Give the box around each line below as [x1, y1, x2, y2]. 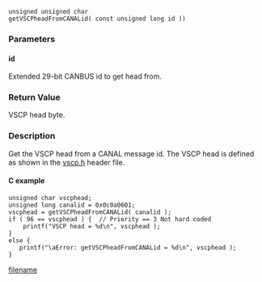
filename [8, 264, 38, 275]
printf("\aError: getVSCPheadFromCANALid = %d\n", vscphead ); [19, 243, 237, 251]
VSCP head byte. [8, 110, 65, 120]
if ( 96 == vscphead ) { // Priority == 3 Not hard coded [8, 215, 212, 223]
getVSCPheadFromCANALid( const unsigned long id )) [8, 15, 186, 23]
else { [8, 236, 31, 245]
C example [8, 176, 45, 186]
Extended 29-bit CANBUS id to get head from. [8, 71, 163, 81]
